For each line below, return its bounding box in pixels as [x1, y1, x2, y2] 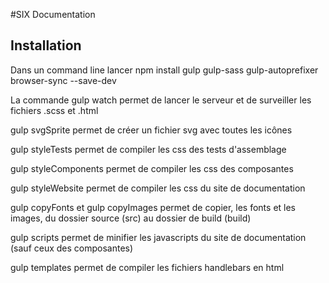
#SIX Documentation [10, 9, 96, 20]
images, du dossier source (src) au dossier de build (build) [10, 212, 252, 224]
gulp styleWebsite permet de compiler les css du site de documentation [10, 182, 306, 194]
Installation [10, 37, 82, 54]
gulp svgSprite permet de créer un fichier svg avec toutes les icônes [10, 124, 293, 136]
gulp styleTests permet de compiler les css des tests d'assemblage [10, 143, 287, 155]
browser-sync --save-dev [10, 74, 117, 86]
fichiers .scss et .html [10, 104, 99, 116]
